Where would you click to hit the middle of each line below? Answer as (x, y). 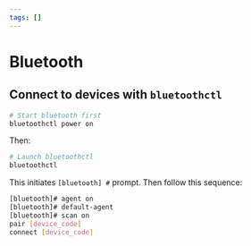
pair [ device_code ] (46, 224)
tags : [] (25, 17)
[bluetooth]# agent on (51, 199)
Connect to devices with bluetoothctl (116, 95)
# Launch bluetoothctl (51, 157)
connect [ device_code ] (51, 232)
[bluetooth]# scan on (50, 216)
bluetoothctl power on (51, 123)
